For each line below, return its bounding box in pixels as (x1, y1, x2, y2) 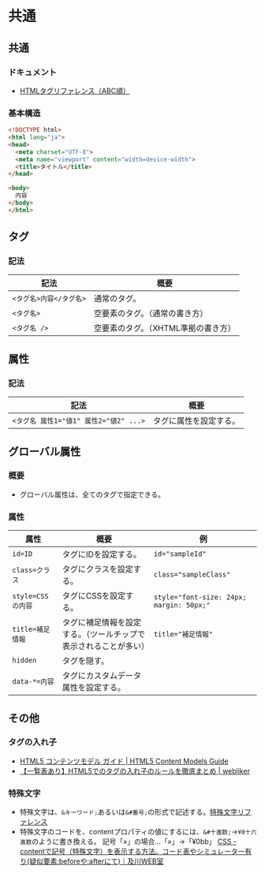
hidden (12, 656, 37, 665)
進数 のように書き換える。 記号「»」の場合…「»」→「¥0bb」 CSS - (19, 837, 237, 846)
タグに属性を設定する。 (152, 416, 241, 427)
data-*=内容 (12, 677, 54, 686)
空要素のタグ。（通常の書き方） (93, 308, 208, 319)
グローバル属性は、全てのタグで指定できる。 (19, 490, 166, 499)
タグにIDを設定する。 (62, 549, 142, 560)
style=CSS (12, 592, 49, 601)
